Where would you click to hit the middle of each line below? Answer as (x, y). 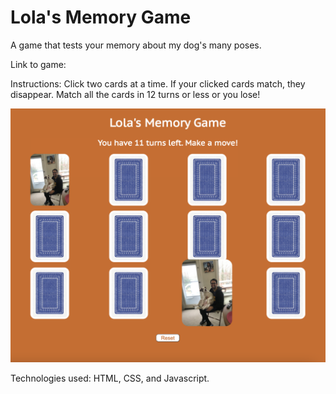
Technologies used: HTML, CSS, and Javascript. (110, 378)
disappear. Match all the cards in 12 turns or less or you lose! (135, 94)
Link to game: (38, 64)
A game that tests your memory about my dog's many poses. (136, 45)
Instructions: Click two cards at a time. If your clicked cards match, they (158, 83)
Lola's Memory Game (101, 17)
